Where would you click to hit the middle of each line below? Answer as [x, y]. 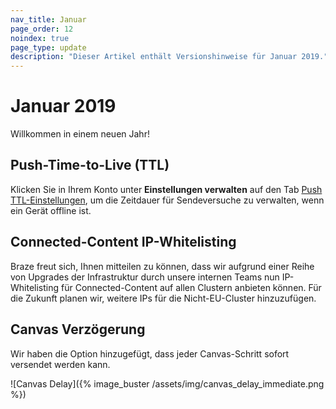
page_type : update [48, 47]
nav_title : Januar [48, 19]
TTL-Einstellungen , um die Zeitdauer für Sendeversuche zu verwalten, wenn [167, 200]
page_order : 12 [42, 29]
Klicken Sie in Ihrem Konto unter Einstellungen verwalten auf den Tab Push [166, 189]
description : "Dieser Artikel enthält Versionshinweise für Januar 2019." [169, 57]
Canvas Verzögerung [78, 329]
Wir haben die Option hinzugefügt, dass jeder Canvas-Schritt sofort [150, 353]
